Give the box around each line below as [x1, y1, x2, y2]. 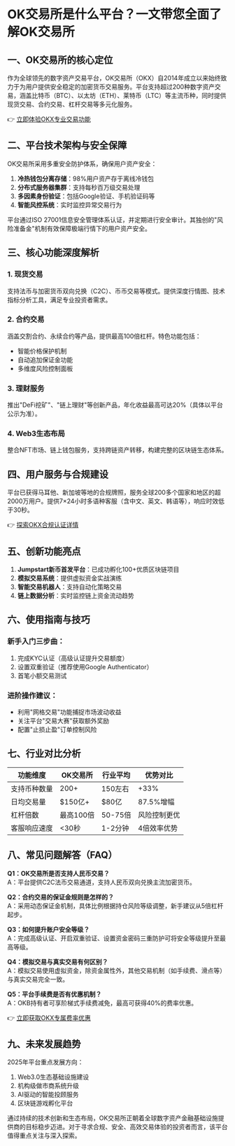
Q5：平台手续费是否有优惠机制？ [7, 990, 102, 998]
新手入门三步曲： [7, 636, 65, 646]
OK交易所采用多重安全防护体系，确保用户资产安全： [7, 159, 157, 168]
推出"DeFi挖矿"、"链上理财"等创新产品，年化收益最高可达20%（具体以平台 [7, 400, 224, 410]
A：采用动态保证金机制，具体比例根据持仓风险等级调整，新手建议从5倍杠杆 [7, 901, 224, 910]
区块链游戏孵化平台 [17, 1099, 73, 1107]
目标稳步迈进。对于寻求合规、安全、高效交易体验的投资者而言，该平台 [25, 1123, 228, 1131]
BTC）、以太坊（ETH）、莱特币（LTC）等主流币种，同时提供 [55, 92, 227, 99]
